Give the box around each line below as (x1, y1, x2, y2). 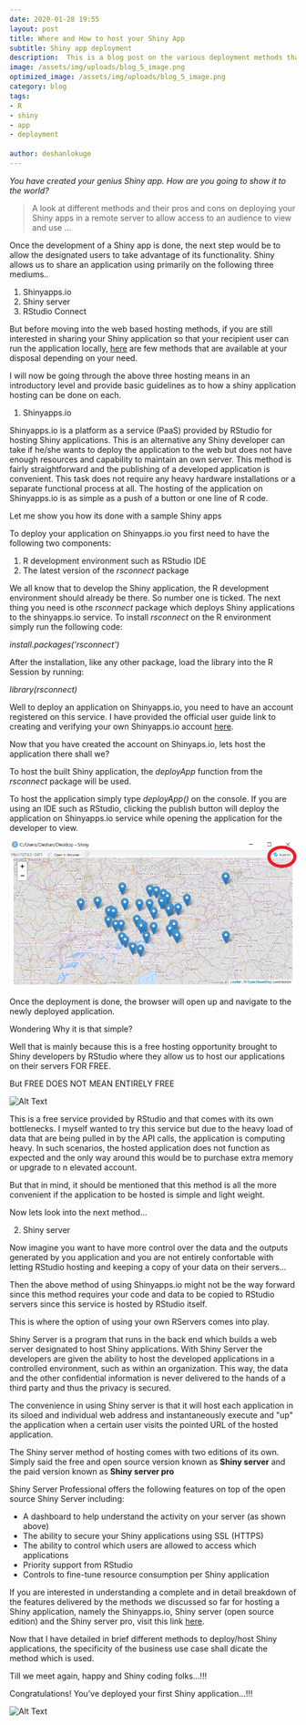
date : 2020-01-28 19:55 (9, 15, 100, 24)
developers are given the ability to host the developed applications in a (9, 1353, 275, 1364)
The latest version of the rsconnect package (22, 565, 189, 576)
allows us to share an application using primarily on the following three (9, 259, 274, 270)
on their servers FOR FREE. (9, 1061, 111, 1072)
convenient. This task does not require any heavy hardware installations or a (9, 473, 296, 484)
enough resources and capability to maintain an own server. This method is (9, 454, 292, 465)
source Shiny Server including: (9, 1494, 125, 1504)
